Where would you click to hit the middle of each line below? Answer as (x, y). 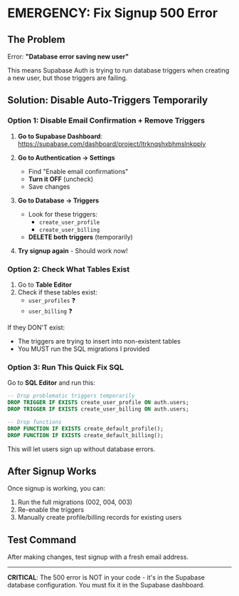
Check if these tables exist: (57, 292)
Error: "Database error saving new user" (68, 56)
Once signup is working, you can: (56, 488)
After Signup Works (52, 471)
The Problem (36, 40)
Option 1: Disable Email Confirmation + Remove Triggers (106, 120)
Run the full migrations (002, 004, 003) (75, 502)
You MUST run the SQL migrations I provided (84, 349)
